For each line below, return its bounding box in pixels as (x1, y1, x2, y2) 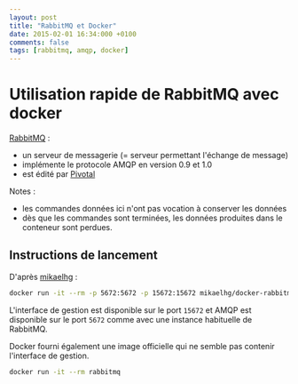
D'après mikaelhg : (9, 271, 78, 282)
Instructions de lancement (9, 248, 158, 263)
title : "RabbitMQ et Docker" (9, 21, 117, 30)
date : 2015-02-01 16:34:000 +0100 (9, 29, 137, 38)
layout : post (9, 12, 58, 22)
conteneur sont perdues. (21, 222, 113, 233)
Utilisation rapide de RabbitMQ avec (9, 84, 279, 105)
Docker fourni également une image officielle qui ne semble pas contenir (9, 340, 275, 351)
